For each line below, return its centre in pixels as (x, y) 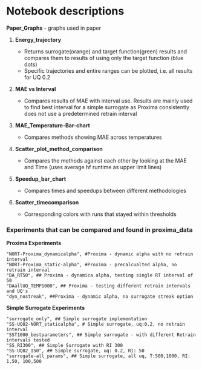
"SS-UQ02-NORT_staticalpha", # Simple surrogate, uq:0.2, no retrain (96, 325)
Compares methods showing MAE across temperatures (93, 137)
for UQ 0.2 (37, 77)
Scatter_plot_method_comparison (59, 149)
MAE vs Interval (35, 89)
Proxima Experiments (34, 243)
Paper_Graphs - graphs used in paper (54, 28)
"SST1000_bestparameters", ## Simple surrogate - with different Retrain (101, 335)
